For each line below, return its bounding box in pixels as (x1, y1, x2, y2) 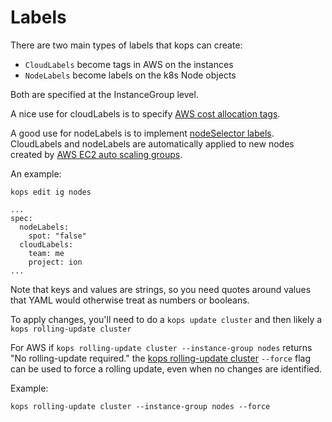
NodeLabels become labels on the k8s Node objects (24, 69, 237, 81)
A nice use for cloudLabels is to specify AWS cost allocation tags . (10, 107, 281, 120)
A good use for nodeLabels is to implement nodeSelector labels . (10, 127, 275, 139)
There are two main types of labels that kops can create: (10, 39, 243, 51)
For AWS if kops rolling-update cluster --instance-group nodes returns (10, 341, 313, 353)
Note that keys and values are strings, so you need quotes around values (10, 283, 312, 295)
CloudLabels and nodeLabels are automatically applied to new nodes (10, 137, 295, 150)
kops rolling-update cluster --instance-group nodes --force (10, 401, 271, 411)
